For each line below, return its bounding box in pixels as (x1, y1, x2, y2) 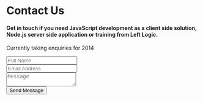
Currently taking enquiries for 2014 (6, 44, 95, 52)
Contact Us (6, 4, 65, 18)
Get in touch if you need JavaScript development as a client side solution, (6, 24, 197, 31)
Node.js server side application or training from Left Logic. (6, 31, 158, 38)
